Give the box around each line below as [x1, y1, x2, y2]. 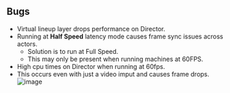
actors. [16, 39, 38, 48]
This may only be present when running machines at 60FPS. [27, 55, 204, 63]
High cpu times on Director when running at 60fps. [16, 62, 166, 70]
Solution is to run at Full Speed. [27, 47, 119, 55]
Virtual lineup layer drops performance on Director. [16, 24, 166, 33]
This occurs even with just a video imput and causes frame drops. [16, 70, 209, 78]
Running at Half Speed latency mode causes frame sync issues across [16, 32, 224, 40]
